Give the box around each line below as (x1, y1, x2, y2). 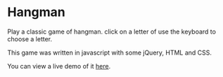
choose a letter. (7, 34, 53, 43)
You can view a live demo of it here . (7, 62, 111, 70)
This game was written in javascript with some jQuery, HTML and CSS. (7, 48, 212, 57)
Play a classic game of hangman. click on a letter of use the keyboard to (7, 27, 217, 36)
